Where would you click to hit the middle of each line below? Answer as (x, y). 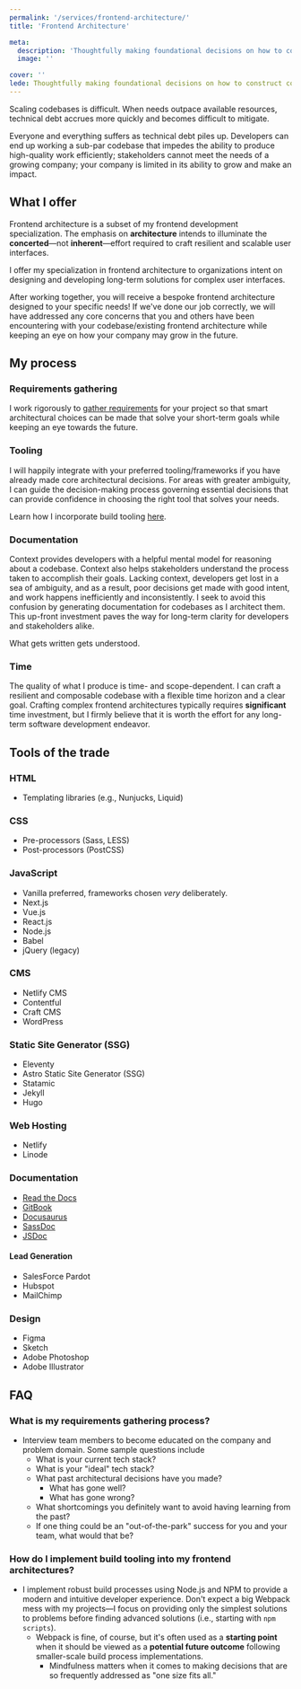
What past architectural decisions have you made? (129, 1478)
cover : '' (28, 75)
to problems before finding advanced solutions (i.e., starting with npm (149, 1618)
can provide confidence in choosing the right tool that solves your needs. (144, 498)
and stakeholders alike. (52, 626)
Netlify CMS (44, 992)
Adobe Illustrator (53, 1367)
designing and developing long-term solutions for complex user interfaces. (147, 279)
